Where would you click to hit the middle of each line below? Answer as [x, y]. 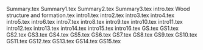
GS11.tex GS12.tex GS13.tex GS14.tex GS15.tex [64, 41]
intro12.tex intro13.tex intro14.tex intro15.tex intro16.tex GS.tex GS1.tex [93, 28]
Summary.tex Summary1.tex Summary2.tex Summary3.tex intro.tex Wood [98, 9]
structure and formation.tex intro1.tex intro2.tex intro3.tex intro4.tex [91, 15]
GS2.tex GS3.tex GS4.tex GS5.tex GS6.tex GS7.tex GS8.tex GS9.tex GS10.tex [102, 35]
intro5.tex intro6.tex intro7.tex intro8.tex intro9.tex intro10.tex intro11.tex [94, 22]
